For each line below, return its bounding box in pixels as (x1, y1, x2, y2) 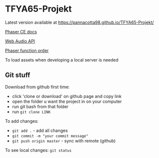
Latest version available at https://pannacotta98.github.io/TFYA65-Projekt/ (5, 19, 154, 25)
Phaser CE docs (5, 29, 37, 34)
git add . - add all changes (12, 127, 68, 133)
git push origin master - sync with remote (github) (12, 138, 116, 143)
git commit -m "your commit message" (12, 133, 89, 139)
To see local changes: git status (5, 147, 72, 153)
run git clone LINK (12, 109, 51, 114)
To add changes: (5, 118, 39, 124)
